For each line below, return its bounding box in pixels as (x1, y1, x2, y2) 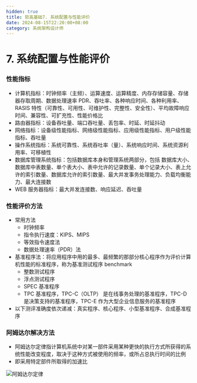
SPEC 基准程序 (23, 283, 60, 290)
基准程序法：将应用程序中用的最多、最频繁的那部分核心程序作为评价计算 (14, 254, 191, 261)
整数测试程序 (23, 268, 55, 275)
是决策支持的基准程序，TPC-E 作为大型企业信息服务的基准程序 (23, 298, 176, 305)
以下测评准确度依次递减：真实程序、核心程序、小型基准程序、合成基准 (14, 305, 186, 312)
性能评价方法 (6, 202, 43, 210)
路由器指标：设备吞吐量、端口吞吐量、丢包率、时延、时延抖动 (14, 119, 166, 126)
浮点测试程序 (23, 275, 55, 283)
